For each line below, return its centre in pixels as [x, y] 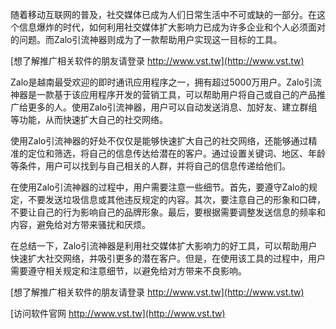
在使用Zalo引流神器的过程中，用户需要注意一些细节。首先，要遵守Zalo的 [159, 187]
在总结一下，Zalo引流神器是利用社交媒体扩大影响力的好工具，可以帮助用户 [164, 246]
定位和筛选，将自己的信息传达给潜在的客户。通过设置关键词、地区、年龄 [176, 153]
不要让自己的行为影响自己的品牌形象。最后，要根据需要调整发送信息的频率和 [168, 212]
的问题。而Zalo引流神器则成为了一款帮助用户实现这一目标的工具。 [146, 39]
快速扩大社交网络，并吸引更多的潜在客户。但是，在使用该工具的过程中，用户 [168, 258]
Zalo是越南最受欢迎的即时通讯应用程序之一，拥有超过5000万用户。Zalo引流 [166, 82]
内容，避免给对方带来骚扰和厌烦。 [80, 224]
